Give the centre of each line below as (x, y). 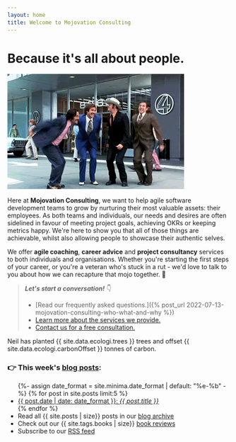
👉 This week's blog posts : (54, 368)
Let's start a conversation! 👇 (68, 289)
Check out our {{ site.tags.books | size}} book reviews (96, 423)
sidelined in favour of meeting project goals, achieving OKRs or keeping (112, 223)
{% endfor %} (38, 408)
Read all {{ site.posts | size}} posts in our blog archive (96, 416)
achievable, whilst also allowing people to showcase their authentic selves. (116, 238)
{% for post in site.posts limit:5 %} (78, 393)
